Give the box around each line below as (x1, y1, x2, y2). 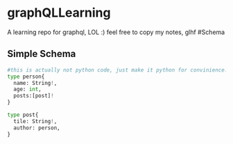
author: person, (13, 124, 60, 131)
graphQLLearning (7, 5, 111, 21)
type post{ (7, 111, 39, 118)
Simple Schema (7, 48, 76, 60)
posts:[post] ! (13, 93, 54, 99)
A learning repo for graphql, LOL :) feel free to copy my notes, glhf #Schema (7, 28, 225, 36)
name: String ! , (13, 79, 58, 86)
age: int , (13, 86, 42, 93)
